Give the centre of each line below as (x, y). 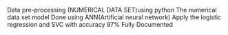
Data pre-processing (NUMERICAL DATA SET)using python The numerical (112, 10)
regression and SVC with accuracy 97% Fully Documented (90, 24)
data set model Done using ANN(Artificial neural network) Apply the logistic (114, 17)
